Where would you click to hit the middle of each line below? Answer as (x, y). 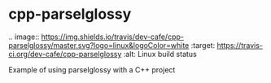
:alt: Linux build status (160, 54)
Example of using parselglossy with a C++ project (92, 69)
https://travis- (240, 45)
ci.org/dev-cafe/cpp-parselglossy (65, 54)
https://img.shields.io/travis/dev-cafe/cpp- (113, 37)
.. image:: (24, 37)
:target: (203, 45)
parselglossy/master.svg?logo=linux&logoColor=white (99, 45)
